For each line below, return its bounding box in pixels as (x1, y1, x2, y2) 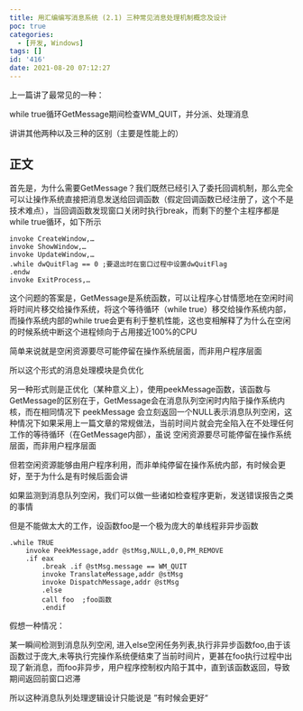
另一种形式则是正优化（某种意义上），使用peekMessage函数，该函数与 (9, 383, 271, 394)
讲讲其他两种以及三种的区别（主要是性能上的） (9, 127, 183, 138)
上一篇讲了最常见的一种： (9, 89, 105, 100)
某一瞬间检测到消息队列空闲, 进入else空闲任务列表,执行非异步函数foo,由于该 (9, 639, 291, 650)
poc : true (9, 22, 47, 31)
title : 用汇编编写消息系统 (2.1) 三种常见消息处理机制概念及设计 (9, 13, 227, 23)
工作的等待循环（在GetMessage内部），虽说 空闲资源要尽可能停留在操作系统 (9, 429, 292, 439)
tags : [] (9, 47, 42, 56)
